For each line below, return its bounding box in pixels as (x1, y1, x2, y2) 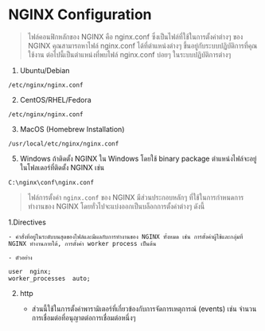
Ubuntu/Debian (19, 65, 70, 75)
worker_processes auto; (8, 275, 91, 282)
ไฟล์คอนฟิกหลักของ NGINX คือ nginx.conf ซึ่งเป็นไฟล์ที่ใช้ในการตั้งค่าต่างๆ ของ (27, 32, 244, 41)
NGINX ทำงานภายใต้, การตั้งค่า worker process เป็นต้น (8, 239, 157, 247)
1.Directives (8, 217, 46, 227)
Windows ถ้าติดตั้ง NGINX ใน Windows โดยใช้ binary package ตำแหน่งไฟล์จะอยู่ (19, 154, 257, 163)
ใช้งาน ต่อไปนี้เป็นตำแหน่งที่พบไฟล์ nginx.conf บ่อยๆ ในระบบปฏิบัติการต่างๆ (27, 49, 232, 59)
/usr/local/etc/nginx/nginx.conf (8, 139, 119, 148)
